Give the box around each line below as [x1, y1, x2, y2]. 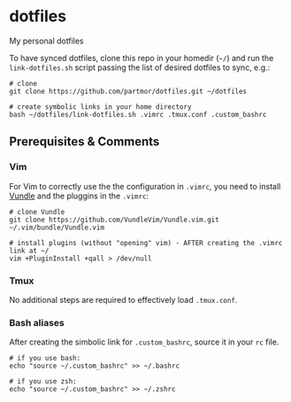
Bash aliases [9, 316, 65, 329]
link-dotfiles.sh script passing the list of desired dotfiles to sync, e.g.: [9, 62, 271, 73]
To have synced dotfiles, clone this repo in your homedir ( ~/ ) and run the [9, 52, 274, 63]
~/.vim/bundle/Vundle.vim [9, 223, 104, 232]
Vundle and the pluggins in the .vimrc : [9, 190, 149, 201]
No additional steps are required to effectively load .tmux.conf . [9, 294, 238, 305]
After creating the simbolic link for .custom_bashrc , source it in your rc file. [9, 336, 280, 347]
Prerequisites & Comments [9, 135, 160, 150]
